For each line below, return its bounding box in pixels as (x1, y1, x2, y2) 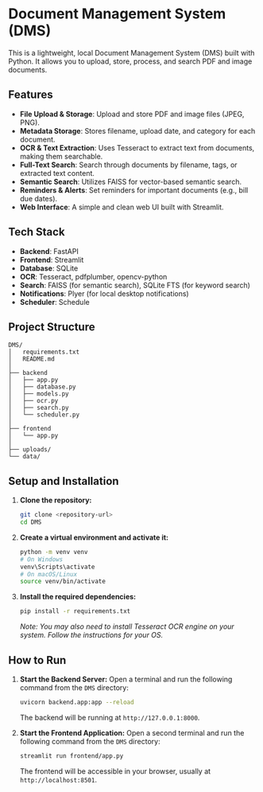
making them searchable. (19, 151, 103, 161)
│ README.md (8, 355, 56, 363)
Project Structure (8, 320, 95, 334)
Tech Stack (8, 225, 65, 239)
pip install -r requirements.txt (19, 607, 131, 615)
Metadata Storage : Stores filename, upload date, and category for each (19, 126, 256, 135)
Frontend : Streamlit (19, 255, 84, 264)
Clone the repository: (19, 495, 92, 505)
